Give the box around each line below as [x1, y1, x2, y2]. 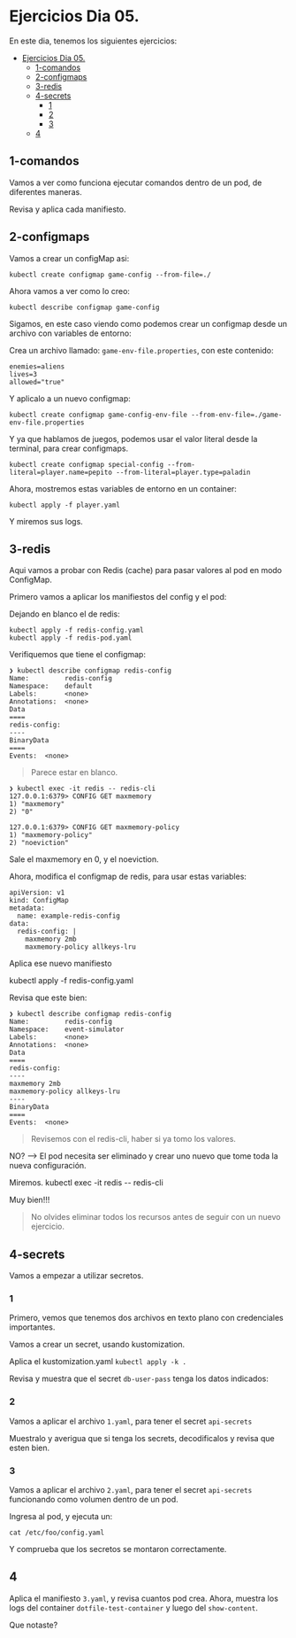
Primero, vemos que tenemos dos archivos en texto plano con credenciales [9, 1313, 285, 1324]
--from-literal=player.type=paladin [116, 468, 251, 477]
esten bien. [9, 1442, 50, 1453]
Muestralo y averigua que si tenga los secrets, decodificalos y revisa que [9, 1432, 276, 1443]
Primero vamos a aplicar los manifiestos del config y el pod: [9, 592, 227, 602]
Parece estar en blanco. [30, 767, 118, 778]
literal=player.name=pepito [9, 468, 113, 477]
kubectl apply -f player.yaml [9, 501, 121, 509]
